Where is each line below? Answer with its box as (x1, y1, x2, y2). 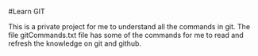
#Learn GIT (8, 7, 45, 16)
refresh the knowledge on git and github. (8, 39, 141, 48)
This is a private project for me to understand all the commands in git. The (8, 22, 251, 31)
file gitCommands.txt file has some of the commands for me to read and (8, 31, 244, 39)
